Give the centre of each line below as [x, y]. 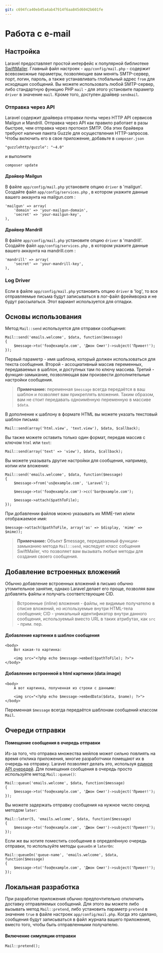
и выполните [18, 156]
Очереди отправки [35, 731]
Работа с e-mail [38, 33]
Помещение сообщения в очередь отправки [53, 743]
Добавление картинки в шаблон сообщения [52, 635]
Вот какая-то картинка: [38, 650]
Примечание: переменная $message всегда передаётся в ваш [81, 389]
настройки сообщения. [29, 380]
